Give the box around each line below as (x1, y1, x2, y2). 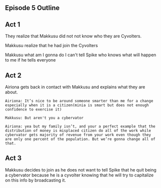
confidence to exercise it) (5, 107, 62, 112)
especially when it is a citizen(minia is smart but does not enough (5, 103, 149, 108)
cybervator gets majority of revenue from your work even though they (5, 133, 151, 138)
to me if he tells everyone (5, 57, 56, 63)
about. (5, 89, 18, 95)
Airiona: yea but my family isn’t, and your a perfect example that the (5, 124, 156, 129)
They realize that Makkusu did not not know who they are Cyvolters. (5, 33, 142, 39)
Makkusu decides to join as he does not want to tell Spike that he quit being (5, 167, 157, 172)
